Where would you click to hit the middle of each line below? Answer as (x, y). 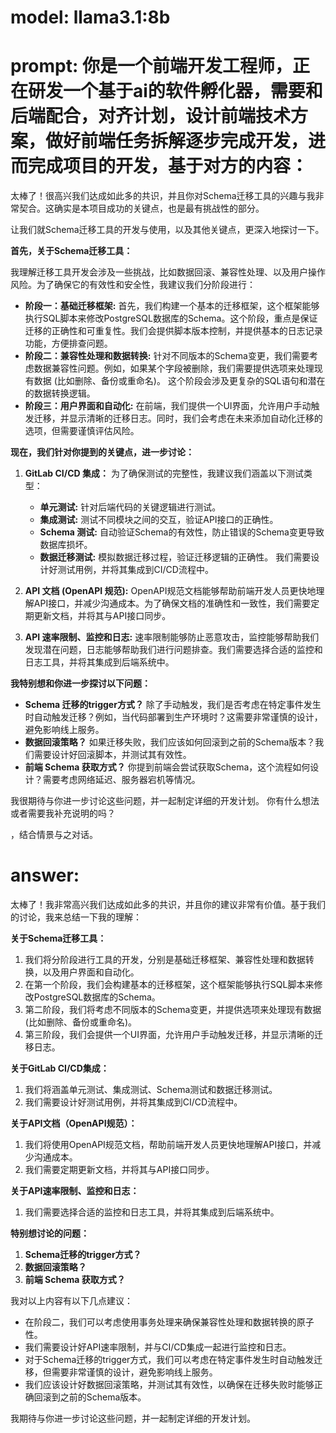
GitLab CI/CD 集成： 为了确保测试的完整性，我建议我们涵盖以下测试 (164, 473)
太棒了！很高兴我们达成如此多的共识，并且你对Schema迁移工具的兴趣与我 (163, 196)
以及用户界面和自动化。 (91, 972)
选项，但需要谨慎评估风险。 (82, 431)
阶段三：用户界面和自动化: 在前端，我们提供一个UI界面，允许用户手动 (168, 406)
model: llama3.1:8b (90, 17)
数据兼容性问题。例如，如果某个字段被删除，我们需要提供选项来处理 (174, 368)
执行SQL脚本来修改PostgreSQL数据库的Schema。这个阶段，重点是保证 (171, 318)
